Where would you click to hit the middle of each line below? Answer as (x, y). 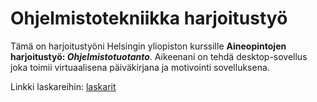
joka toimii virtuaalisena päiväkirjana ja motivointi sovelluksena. (140, 67)
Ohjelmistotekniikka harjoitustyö (149, 18)
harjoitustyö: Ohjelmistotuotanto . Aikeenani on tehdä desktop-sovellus (159, 56)
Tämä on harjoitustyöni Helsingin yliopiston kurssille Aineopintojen (148, 46)
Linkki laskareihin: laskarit (63, 86)
